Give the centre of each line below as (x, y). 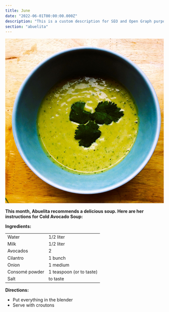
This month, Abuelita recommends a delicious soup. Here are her (75, 212)
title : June (18, 11)
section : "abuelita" (27, 27)
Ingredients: (18, 227)
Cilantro (16, 258)
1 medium (59, 265)
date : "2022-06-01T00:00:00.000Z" (41, 16)
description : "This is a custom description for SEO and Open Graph (78, 21)
